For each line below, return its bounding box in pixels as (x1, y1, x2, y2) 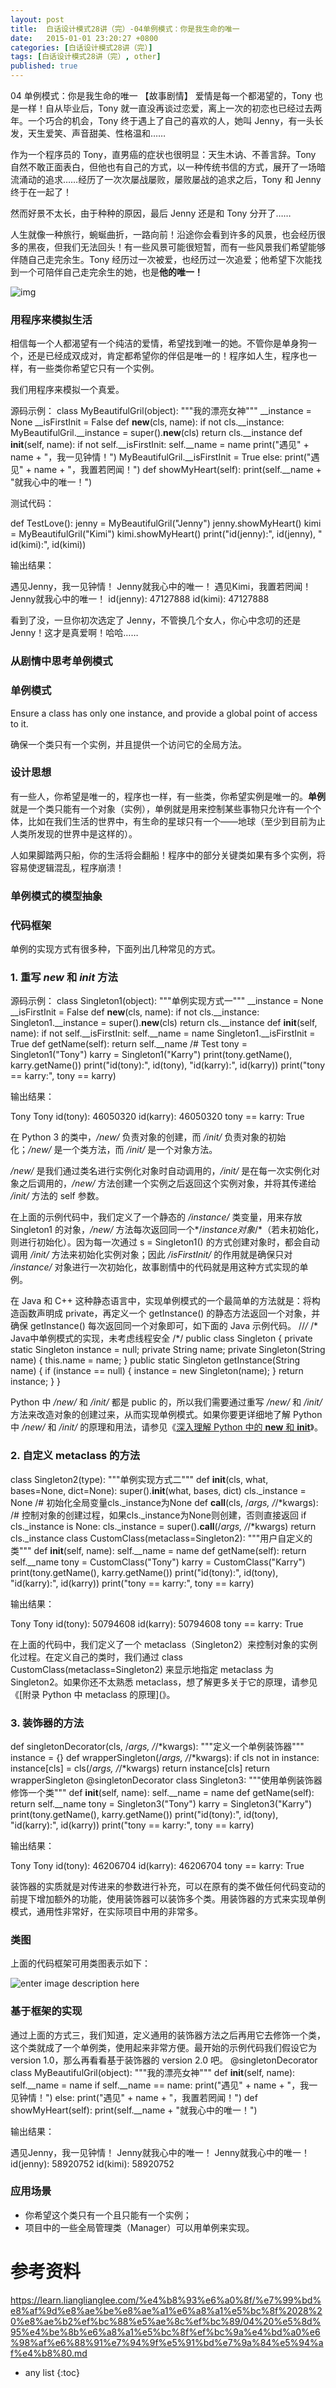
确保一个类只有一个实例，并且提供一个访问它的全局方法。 (10, 738, 247, 750)
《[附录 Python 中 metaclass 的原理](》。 (10, 1688, 176, 1700)
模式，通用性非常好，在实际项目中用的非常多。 (10, 1905, 203, 1917)
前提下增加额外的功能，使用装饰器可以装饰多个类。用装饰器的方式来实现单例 (10, 1892, 326, 1905)
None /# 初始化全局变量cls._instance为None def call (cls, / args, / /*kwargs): (10, 1496, 319, 1508)
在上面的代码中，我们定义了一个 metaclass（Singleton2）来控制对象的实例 (10, 1638, 318, 1650)
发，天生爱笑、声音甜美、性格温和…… (10, 127, 167, 139)
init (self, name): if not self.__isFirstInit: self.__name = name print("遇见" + (10, 439, 310, 451)
